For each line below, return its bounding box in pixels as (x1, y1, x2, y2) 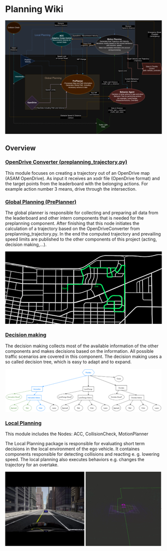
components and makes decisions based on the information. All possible (5, 348, 154, 354)
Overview (5, 144, 36, 152)
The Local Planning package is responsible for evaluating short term (5, 441, 145, 447)
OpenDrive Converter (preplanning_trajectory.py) (5, 159, 128, 166)
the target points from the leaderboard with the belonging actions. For (5, 181, 148, 187)
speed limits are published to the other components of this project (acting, (5, 236, 157, 243)
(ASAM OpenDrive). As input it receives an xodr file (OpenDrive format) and (5, 175, 160, 181)
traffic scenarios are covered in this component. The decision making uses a (5, 353, 162, 359)
